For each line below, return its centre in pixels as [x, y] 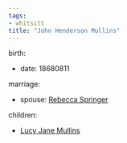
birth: [17, 54]
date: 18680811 [45, 69]
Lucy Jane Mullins [50, 131]
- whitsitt [27, 23]
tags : [17, 16]
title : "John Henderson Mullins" [64, 30]
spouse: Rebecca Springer [64, 100]
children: [23, 115]
